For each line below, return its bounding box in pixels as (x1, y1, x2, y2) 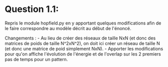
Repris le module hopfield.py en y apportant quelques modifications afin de (5, 20, 161, 26)
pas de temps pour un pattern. (5, 56, 68, 62)
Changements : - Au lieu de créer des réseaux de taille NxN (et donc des (5, 35, 156, 41)
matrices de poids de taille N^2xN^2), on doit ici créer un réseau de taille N (5, 40, 160, 46)
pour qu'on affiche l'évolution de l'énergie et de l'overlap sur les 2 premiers (5, 51, 161, 57)
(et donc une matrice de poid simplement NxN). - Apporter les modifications (5, 45, 163, 51)
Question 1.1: (5, 3, 59, 15)
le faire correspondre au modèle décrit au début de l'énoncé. (5, 25, 132, 31)
